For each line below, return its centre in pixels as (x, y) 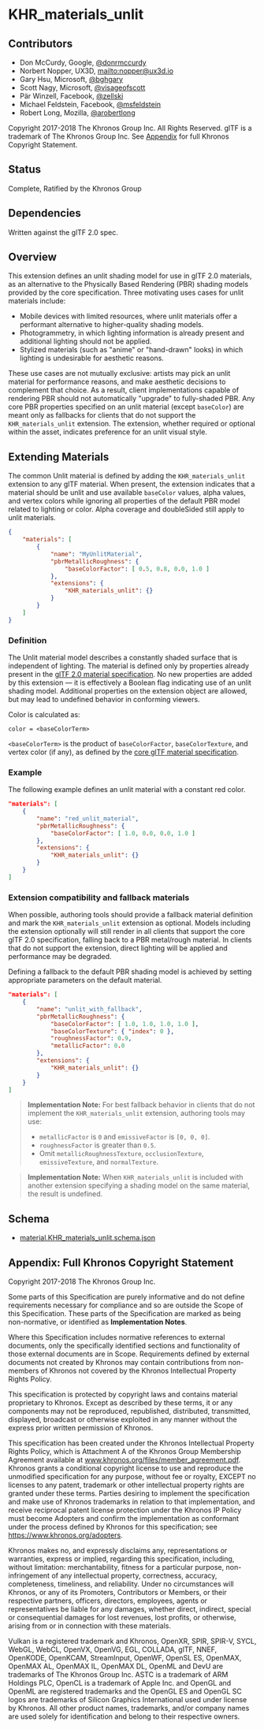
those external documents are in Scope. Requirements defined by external (129, 1354)
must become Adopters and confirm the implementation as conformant (123, 1519)
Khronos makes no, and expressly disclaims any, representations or (118, 1551)
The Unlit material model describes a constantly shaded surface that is (123, 657)
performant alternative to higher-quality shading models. (112, 325)
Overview (33, 257)
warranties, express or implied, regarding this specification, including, (121, 1559)
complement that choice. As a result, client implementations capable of (124, 390)
